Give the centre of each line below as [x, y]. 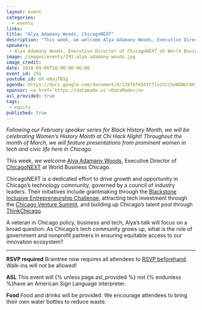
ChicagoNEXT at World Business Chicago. [59, 167]
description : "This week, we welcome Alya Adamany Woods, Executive [94, 40]
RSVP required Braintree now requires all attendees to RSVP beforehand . [97, 259]
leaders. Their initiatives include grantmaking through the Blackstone [91, 192]
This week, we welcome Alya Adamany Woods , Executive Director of [91, 161]
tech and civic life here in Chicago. [49, 149]
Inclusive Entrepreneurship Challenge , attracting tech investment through [97, 198]
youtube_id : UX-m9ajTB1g [37, 79]
